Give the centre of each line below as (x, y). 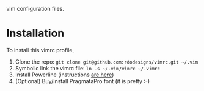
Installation (35, 33)
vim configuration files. (35, 9)
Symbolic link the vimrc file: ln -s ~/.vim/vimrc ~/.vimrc (88, 68)
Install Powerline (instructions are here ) (64, 75)
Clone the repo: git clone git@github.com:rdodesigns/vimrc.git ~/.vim (107, 62)
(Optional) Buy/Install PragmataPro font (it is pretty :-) (82, 81)
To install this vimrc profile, (40, 50)
